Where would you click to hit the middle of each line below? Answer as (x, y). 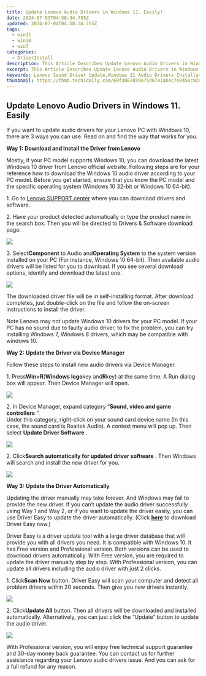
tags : (13, 29)
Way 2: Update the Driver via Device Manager (66, 352)
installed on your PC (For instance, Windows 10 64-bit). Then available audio (103, 259)
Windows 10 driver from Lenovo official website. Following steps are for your (103, 167)
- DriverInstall (32, 58)
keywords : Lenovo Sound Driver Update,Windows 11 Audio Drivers (90, 75)
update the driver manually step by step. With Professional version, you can (102, 562)
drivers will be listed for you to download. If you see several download (95, 266)
